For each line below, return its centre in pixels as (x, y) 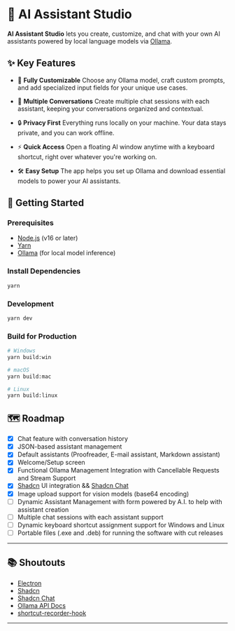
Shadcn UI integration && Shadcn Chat (73, 486)
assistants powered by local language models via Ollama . (90, 41)
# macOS (19, 370)
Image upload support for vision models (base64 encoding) (103, 494)
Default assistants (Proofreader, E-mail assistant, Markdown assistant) (119, 454)
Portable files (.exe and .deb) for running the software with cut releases (120, 533)
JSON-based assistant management (70, 447)
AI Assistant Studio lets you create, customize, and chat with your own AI (114, 34)
